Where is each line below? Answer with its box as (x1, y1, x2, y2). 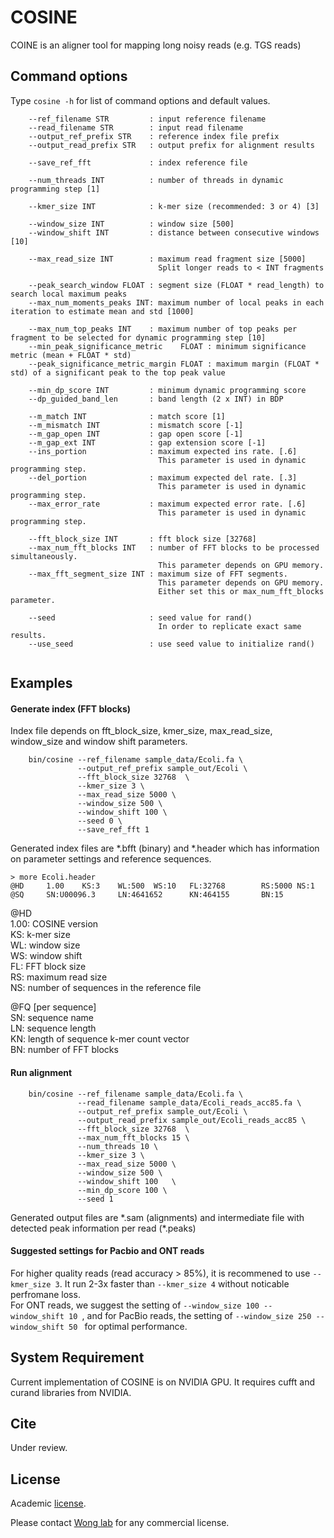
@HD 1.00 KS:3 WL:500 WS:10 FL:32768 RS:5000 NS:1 (10, 881, 315, 891)
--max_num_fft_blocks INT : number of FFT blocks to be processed (28, 542, 320, 553)
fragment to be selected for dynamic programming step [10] (10, 332, 267, 343)
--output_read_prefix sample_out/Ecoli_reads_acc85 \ (77, 1115, 307, 1125)
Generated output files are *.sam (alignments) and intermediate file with (10, 1211, 305, 1223)
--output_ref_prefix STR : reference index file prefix (28, 131, 280, 141)
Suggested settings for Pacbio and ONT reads (10, 1245, 205, 1257)
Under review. (10, 1442, 68, 1454)
